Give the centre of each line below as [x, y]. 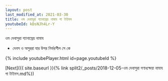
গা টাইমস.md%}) [20, 74]
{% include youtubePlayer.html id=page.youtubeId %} [61, 58]
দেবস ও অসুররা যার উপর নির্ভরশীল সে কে [41, 48]
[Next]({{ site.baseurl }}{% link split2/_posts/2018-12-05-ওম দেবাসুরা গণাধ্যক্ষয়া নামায [84, 68]
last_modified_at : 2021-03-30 [37, 15]
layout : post [19, 10]
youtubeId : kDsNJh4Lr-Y [30, 24]
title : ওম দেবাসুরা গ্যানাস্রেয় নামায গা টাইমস [38, 19]
